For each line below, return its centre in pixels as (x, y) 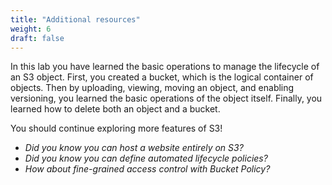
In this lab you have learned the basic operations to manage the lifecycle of (165, 67)
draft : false (37, 38)
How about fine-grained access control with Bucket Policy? (147, 169)
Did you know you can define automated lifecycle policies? (146, 158)
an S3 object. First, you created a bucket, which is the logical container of (162, 77)
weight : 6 (31, 29)
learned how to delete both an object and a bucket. (115, 109)
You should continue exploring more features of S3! (116, 128)
